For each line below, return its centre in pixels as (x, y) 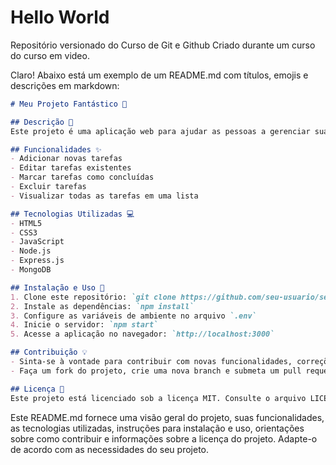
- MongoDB (31, 270)
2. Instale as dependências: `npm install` (102, 306)
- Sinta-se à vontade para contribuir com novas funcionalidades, (151, 362)
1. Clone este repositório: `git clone (93, 297)
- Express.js (37, 261)
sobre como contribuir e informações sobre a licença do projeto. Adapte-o (164, 438)
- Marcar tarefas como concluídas (82, 177)
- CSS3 (24, 232)
